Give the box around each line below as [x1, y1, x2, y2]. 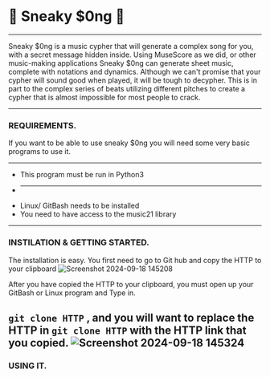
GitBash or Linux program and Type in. [8, 288, 137, 298]
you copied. [8, 336, 69, 350]
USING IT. [8, 360, 47, 371]
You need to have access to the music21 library [19, 209, 177, 219]
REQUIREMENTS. [8, 120, 77, 131]
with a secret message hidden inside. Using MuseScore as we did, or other [8, 50, 257, 59]
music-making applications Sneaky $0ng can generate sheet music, [8, 58, 234, 67]
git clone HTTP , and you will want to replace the [8, 310, 255, 324]
